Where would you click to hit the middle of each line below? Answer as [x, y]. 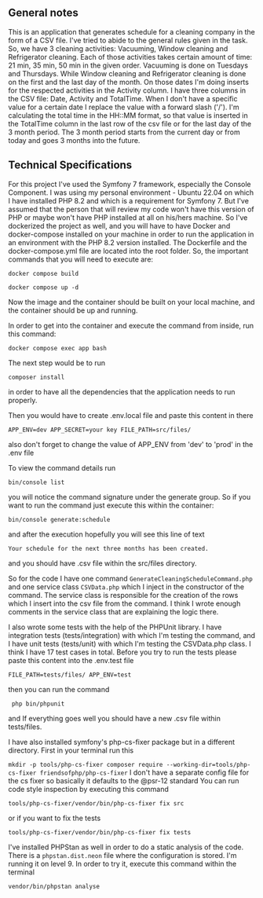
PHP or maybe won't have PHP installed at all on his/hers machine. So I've [128, 217]
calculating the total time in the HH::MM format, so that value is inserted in [128, 115]
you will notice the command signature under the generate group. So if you [130, 497]
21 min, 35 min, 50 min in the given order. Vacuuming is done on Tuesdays [128, 65]
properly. [23, 400]
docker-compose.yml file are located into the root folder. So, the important [128, 251]
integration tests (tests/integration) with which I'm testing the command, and [132, 635]
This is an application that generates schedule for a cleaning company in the [131, 31]
